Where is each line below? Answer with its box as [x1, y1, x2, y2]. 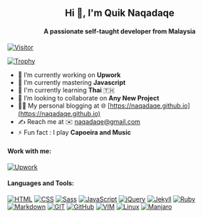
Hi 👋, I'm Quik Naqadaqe [65, 7, 175, 19]
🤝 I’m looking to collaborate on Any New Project [17, 93, 160, 102]
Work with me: [7, 147, 52, 155]
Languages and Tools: [7, 179, 75, 187]
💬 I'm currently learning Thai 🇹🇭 [17, 85, 115, 94]
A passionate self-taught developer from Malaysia [43, 26, 196, 36]
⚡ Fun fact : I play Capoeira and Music [17, 128, 132, 136]
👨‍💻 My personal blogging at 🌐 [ [17, 101, 110, 110]
